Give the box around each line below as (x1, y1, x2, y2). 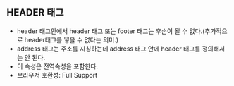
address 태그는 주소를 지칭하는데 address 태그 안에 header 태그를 (16, 44, 201, 53)
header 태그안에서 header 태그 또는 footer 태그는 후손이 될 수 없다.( (16, 27, 205, 35)
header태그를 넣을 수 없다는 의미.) (24, 35, 119, 44)
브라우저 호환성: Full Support (16, 70, 98, 79)
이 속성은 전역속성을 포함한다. (16, 62, 99, 70)
